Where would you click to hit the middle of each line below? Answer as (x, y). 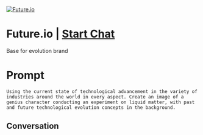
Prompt (25, 75)
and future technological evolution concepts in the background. (91, 107)
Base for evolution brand (37, 50)
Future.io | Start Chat (61, 34)
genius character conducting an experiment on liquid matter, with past (101, 102)
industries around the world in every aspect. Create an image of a (95, 97)
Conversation (33, 126)
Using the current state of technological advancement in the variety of (102, 91)
